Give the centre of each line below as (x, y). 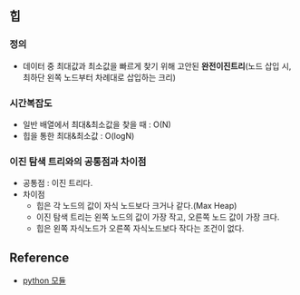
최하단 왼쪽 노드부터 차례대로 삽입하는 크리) (99, 77)
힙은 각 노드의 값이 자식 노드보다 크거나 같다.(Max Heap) (136, 206)
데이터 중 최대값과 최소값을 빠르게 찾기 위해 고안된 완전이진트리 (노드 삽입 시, (157, 65)
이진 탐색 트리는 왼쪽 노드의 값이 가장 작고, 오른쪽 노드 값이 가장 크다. (158, 217)
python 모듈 (44, 280)
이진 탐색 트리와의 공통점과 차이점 (78, 162)
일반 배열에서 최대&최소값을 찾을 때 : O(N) (97, 124)
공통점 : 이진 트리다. (58, 183)
